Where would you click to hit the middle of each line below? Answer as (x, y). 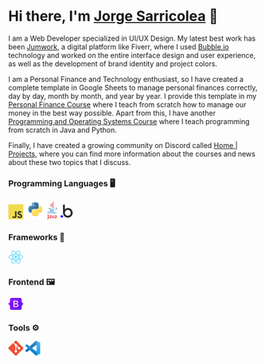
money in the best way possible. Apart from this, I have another (112, 113)
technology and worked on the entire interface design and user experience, (132, 55)
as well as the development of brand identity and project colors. (113, 64)
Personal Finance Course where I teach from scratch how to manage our (127, 104)
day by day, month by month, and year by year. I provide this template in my (132, 96)
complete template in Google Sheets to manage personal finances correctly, (133, 88)
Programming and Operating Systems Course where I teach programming (129, 121)
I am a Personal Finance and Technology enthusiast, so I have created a (126, 79)
